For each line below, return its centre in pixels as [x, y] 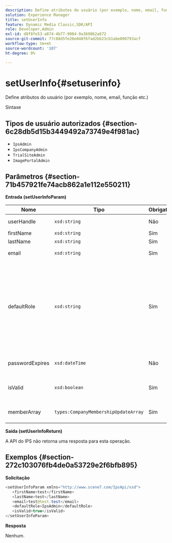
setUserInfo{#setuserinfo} [63, 83]
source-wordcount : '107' [32, 48]
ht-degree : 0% [20, 53]
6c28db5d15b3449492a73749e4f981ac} [72, 132]
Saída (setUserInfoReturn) [34, 431]
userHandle [22, 222]
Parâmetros [24, 176]
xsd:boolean [69, 388]
